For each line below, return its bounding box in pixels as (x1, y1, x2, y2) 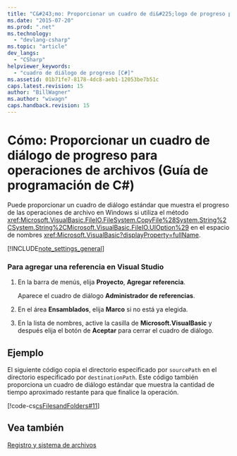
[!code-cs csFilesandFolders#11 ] (7, 401, 100, 409)
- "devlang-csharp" (13, 37, 71, 44)
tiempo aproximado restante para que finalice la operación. (7, 388, 179, 396)
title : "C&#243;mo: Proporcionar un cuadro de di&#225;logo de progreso (7, 10, 226, 18)
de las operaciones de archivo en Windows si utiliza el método (7, 208, 189, 216)
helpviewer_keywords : (7, 63, 71, 70)
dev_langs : (7, 50, 39, 57)
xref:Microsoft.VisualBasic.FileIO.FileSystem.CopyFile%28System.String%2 (7, 216, 227, 224)
